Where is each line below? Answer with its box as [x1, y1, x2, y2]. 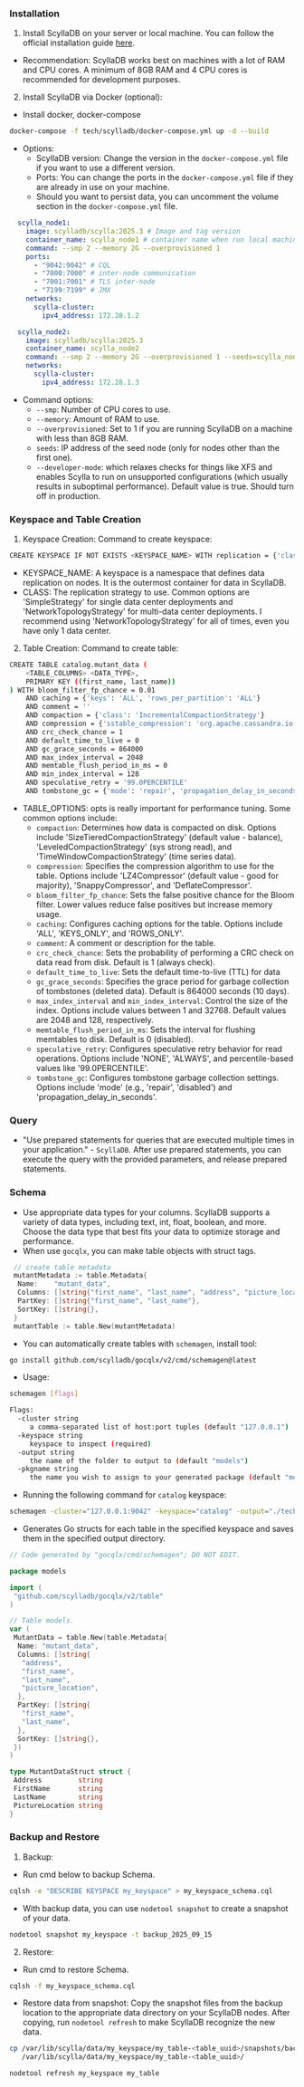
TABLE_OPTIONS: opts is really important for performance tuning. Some [22, 802, 291, 813]
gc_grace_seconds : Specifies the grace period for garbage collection [35, 976, 290, 987]
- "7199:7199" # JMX [33, 286, 111, 295]
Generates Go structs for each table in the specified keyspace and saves [22, 1524, 294, 1535]
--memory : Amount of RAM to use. [35, 413, 160, 424]
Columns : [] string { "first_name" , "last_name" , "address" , [17, 1288, 242, 1297]
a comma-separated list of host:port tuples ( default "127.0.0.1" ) [29, 1422, 290, 1432]
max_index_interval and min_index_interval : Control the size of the [35, 995, 289, 1006]
